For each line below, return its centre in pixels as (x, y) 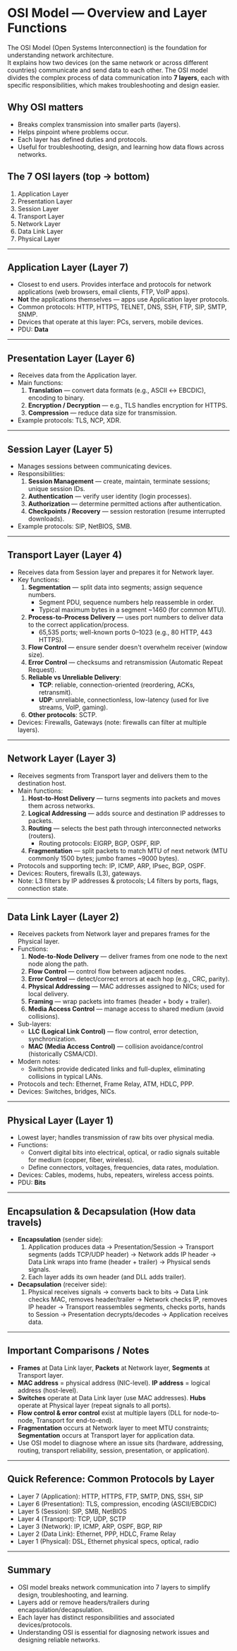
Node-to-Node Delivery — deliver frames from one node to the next (128, 957)
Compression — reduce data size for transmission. (103, 413)
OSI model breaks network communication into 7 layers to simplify (114, 1587)
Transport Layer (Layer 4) (65, 555)
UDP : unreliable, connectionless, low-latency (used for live (124, 699)
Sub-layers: (34, 1024)
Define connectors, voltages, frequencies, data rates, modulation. (123, 1168)
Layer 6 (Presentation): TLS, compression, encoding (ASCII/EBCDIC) (117, 1503)
